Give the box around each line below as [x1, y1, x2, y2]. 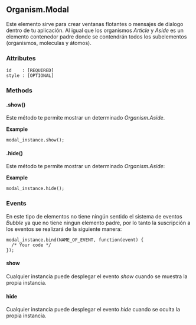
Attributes [6, 54, 36, 62]
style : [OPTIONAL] [6, 73, 54, 79]
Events [6, 199, 27, 208]
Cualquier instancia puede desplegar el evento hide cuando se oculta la [6, 306, 181, 313]
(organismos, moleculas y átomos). [6, 39, 92, 46]
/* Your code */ [11, 242, 51, 248]
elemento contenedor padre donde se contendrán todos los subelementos [6, 33, 187, 40]
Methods [6, 86, 32, 95]
